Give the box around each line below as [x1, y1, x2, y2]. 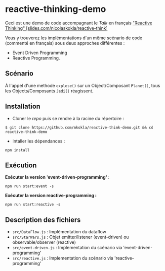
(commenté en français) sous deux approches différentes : [5, 40, 125, 46]
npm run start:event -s [5, 184, 54, 189]
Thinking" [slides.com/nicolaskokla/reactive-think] [5, 25, 108, 31]
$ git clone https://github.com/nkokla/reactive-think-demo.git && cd [5, 125, 154, 130]
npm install [5, 147, 30, 152]
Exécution [5, 161, 37, 169]
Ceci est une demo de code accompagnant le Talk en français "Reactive [5, 20, 153, 26]
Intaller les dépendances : [12, 138, 65, 144]
